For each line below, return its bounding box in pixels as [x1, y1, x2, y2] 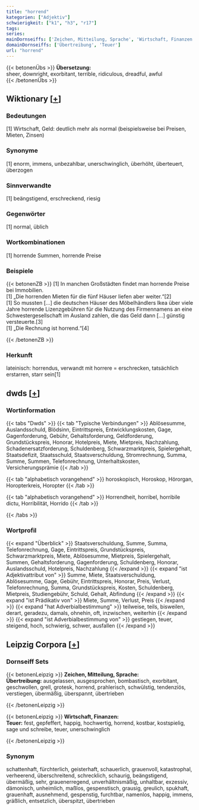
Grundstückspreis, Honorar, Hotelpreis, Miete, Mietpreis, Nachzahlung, [6, 438, 180, 446]
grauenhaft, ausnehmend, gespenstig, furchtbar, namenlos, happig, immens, [6, 791, 194, 798]
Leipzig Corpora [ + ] [6, 639, 80, 650]
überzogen [6, 166, 33, 174]
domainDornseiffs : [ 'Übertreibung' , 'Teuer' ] [6, 42, 121, 48]
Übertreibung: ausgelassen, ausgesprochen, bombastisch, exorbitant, [6, 677, 179, 684]
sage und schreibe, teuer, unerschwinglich [6, 725, 110, 732]
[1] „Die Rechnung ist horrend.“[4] [6, 324, 89, 332]
